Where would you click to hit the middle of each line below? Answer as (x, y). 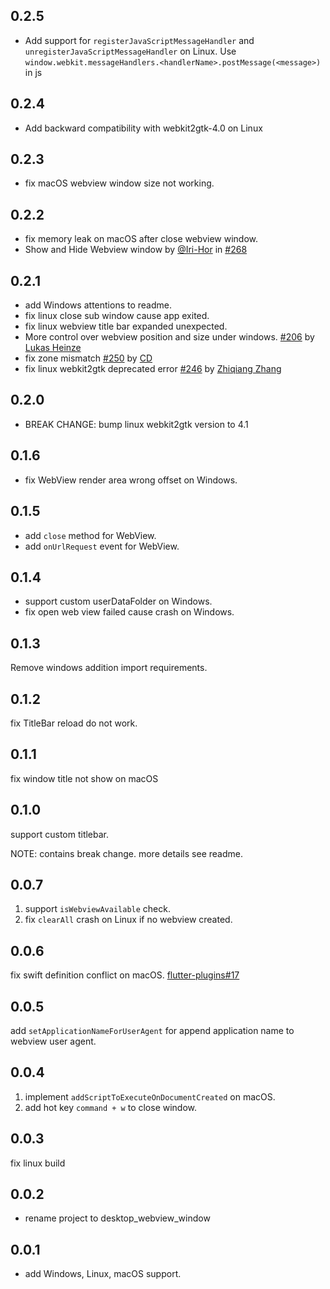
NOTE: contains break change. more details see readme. (126, 853)
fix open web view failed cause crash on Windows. (129, 612)
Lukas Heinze (53, 348)
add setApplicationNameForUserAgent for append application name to (152, 1030)
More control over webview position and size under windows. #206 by (169, 337)
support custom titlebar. (60, 834)
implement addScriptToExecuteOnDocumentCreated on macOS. (150, 1096)
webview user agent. (53, 1041)
